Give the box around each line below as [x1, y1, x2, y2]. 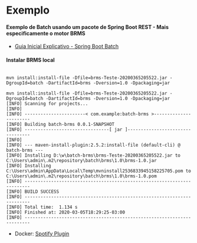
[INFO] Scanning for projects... [6, 101, 88, 106]
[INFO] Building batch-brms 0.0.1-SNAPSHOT [6, 121, 115, 127]
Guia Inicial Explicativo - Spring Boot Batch [14, 43, 119, 50]
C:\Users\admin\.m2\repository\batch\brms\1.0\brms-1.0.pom [6, 173, 157, 179]
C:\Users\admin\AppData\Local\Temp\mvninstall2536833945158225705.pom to [6, 168, 192, 174]
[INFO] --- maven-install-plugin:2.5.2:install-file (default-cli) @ [6, 142, 181, 148]
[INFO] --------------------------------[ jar [6, 127, 123, 132]
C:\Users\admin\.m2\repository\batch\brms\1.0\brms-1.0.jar [6, 157, 157, 163]
